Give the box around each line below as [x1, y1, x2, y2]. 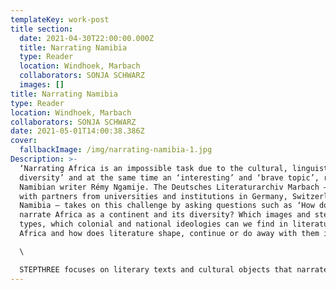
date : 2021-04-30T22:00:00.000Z [19, 33, 155, 43]
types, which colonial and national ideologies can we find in [19, 219, 288, 230]
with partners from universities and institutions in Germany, [19, 191, 288, 201]
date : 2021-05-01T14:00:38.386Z [10, 126, 145, 136]
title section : [10, 24, 74, 34]
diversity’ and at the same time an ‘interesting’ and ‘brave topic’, [19, 172, 320, 183]
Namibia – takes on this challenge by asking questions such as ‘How [19, 201, 315, 211]
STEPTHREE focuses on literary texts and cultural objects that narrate [19, 264, 329, 275]
